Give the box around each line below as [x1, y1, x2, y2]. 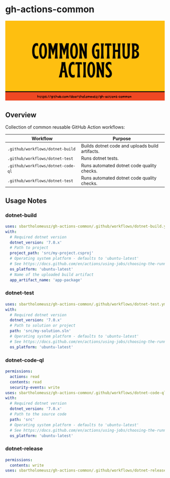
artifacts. [80, 148, 100, 154]
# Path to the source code [10, 412, 67, 417]
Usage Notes [5, 196, 47, 205]
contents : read [10, 379, 42, 384]
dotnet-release [5, 445, 43, 452]
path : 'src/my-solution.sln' [10, 328, 71, 334]
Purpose [112, 135, 131, 141]
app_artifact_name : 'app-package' [10, 277, 82, 283]
